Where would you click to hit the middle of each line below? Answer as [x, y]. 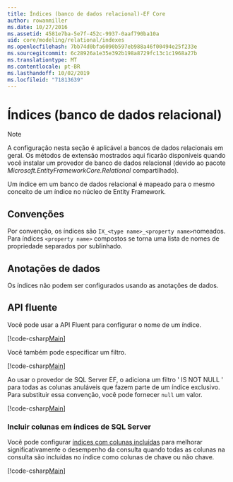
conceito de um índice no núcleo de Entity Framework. [86, 192]
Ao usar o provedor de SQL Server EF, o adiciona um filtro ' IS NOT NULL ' [115, 379]
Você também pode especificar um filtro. [67, 352]
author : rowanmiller [38, 21]
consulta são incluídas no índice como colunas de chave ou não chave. [111, 457]
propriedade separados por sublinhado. [65, 246]
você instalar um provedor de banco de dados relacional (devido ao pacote [116, 163]
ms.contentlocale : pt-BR [44, 67]
